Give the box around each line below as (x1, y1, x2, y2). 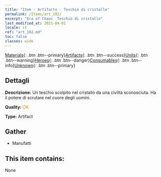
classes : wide (5, 39, 34, 44)
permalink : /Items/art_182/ (5, 12, 62, 17)
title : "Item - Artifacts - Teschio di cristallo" (5, 7, 110, 12)
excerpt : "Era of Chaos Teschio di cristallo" (5, 16, 103, 21)
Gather (5, 127, 27, 136)
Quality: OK (5, 104, 29, 110)
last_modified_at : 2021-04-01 (5, 20, 66, 26)
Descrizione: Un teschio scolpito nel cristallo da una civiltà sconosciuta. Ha (5, 89, 156, 95)
